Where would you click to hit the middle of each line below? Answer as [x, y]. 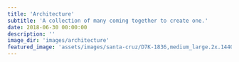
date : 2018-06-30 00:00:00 [47, 27]
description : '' [31, 34]
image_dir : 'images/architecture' [59, 41]
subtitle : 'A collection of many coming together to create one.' [108, 21]
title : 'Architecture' [41, 14]
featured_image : [31, 47]
